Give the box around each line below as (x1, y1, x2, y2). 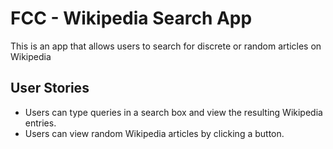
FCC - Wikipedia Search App (10, 7, 253, 30)
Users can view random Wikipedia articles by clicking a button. (24, 127, 285, 139)
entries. (24, 117, 57, 129)
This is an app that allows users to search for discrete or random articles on (10, 40, 322, 52)
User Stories (10, 80, 90, 97)
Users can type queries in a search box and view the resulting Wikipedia (24, 106, 323, 118)
